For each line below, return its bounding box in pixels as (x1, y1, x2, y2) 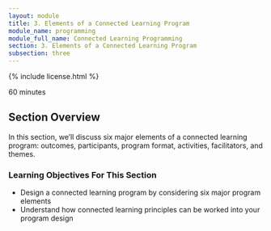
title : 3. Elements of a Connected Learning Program (8, 19, 190, 27)
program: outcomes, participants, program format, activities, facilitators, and (8, 141, 263, 150)
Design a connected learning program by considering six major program (19, 187, 261, 198)
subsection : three (8, 49, 70, 57)
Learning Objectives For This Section (8, 169, 157, 180)
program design (19, 213, 74, 223)
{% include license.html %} (8, 72, 100, 81)
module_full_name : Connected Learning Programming (8, 34, 183, 43)
